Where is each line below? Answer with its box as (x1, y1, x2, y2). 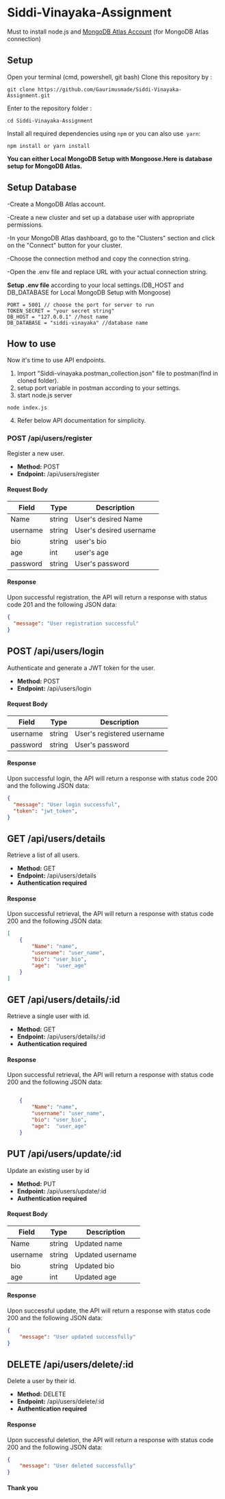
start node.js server (16, 391, 72, 399)
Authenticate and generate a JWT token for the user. (7, 663, 155, 672)
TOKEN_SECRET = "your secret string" (7, 307, 115, 314)
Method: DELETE (16, 1390, 66, 1398)
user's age (75, 547, 109, 557)
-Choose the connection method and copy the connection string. (7, 254, 190, 262)
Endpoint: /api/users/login (16, 684, 92, 693)
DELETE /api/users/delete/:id (7, 1359, 134, 1370)
